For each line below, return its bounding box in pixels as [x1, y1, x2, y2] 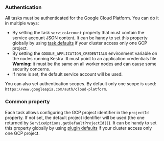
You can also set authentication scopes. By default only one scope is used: [5, 81, 157, 87]
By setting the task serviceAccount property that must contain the [12, 30, 144, 36]
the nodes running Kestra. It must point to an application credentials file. [12, 56, 158, 62]
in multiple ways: [5, 20, 39, 26]
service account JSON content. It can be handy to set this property [12, 35, 148, 41]
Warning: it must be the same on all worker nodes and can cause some [12, 61, 157, 67]
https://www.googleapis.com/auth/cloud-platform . [5, 86, 108, 92]
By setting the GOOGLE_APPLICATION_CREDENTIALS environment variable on [12, 50, 158, 56]
